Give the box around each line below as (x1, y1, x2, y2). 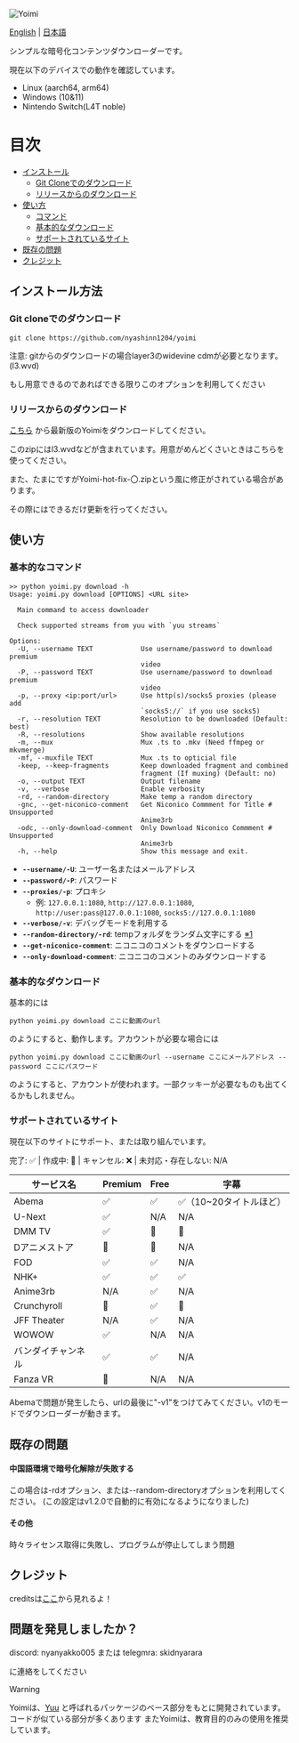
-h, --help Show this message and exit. (17, 846, 249, 856)
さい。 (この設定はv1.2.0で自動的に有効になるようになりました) (16, 1496, 249, 1506)
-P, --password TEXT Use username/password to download (17, 667, 273, 676)
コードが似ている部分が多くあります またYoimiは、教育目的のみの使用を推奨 (9, 1713, 289, 1723)
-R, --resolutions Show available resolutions (17, 730, 245, 738)
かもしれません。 (16, 1090, 80, 1101)
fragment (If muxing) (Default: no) (141, 769, 277, 778)
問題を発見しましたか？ (9, 1622, 138, 1637)
